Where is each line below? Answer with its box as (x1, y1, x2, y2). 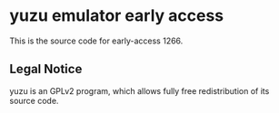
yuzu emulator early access (9, 5, 224, 26)
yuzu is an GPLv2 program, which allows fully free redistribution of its (9, 85, 270, 96)
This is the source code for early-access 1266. (9, 35, 184, 46)
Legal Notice (9, 61, 83, 77)
